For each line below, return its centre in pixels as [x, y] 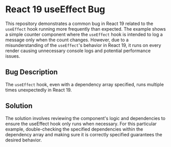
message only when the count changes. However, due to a [67, 40]
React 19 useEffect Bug [55, 9]
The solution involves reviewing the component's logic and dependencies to [86, 118]
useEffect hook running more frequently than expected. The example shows [86, 29]
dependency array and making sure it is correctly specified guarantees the [84, 134]
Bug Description [31, 72]
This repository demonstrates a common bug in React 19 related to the [79, 23]
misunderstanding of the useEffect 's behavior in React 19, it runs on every [83, 45]
